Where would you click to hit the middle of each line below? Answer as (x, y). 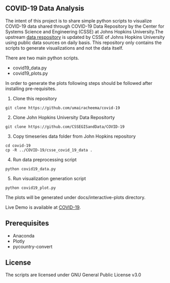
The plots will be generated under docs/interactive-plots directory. (76, 197)
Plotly (19, 241)
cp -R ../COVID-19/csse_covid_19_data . (49, 150)
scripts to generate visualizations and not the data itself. (65, 48)
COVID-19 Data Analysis (45, 8)
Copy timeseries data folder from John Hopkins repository (74, 136)
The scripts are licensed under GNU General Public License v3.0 (73, 275)
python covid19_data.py (31, 169)
